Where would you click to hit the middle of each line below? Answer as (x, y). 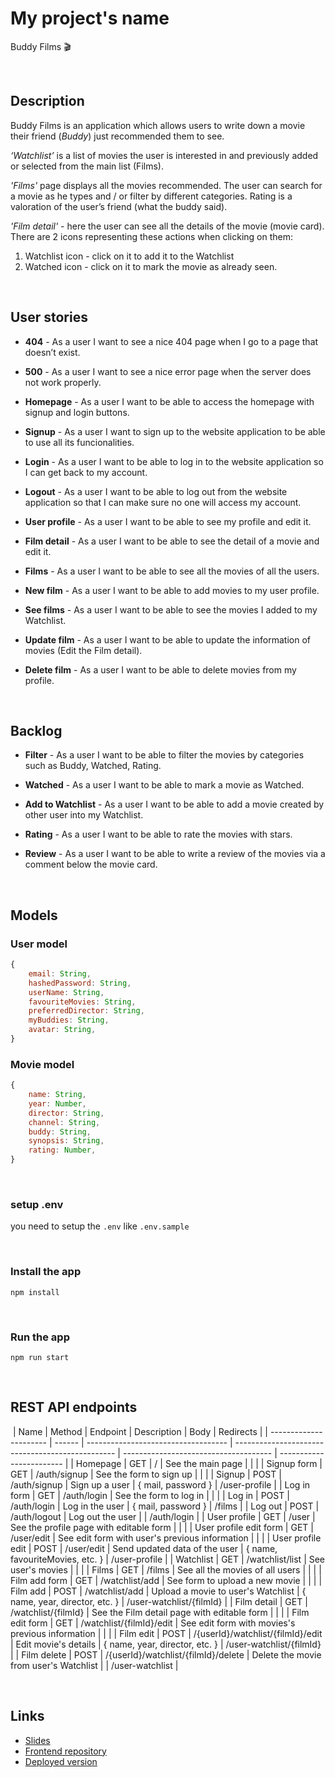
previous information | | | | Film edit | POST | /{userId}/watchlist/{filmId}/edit (166, 1633)
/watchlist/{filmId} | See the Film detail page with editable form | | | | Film (160, 1612)
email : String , (60, 973)
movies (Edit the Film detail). (83, 650)
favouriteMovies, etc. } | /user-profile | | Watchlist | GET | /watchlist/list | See (168, 1559)
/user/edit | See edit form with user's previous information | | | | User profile (166, 1538)
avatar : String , (62, 1030)
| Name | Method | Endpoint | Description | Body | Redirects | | (140, 1431)
